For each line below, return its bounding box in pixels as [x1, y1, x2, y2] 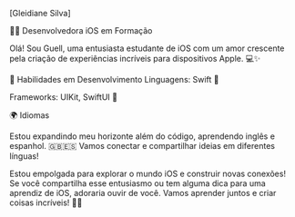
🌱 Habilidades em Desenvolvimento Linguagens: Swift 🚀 [9, 74, 219, 84]
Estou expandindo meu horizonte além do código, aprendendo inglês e [9, 131, 276, 142]
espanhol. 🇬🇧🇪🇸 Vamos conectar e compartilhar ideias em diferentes [9, 141, 276, 151]
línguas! [9, 151, 39, 162]
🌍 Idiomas [9, 110, 50, 121]
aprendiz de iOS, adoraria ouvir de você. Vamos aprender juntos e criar [9, 188, 277, 198]
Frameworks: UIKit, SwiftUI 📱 [9, 92, 118, 103]
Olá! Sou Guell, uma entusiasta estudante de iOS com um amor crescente [9, 43, 285, 54]
